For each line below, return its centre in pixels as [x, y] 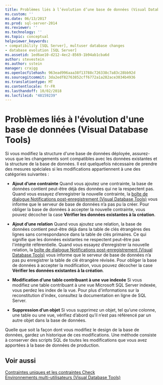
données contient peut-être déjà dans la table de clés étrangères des [81, 229]
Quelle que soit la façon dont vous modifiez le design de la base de [72, 330]
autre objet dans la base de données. [49, 320]
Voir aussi [20, 360]
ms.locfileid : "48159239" [31, 95]
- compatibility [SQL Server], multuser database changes [65, 46]
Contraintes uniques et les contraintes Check [50, 372]
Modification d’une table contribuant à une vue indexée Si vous [77, 280]
